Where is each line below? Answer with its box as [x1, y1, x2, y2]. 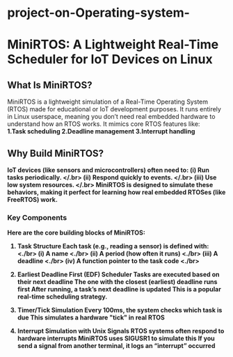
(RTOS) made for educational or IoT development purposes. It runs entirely [7, 105, 221, 113]
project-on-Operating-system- [7, 5, 190, 21]
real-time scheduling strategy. [17, 292, 108, 301]
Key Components [7, 212, 67, 222]
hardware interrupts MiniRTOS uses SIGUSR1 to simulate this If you [17, 334, 215, 342]
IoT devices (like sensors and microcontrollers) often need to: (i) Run [7, 166, 210, 174]
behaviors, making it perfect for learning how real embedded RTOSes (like [7, 188, 226, 196]
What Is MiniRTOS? [7, 79, 93, 91]
